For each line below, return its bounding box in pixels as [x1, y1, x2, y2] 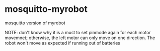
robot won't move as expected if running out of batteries [4, 40, 120, 46]
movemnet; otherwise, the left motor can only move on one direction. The [4, 35, 156, 41]
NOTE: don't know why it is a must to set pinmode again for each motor [4, 29, 151, 35]
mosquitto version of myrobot [4, 20, 66, 26]
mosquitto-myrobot [4, 3, 88, 15]
